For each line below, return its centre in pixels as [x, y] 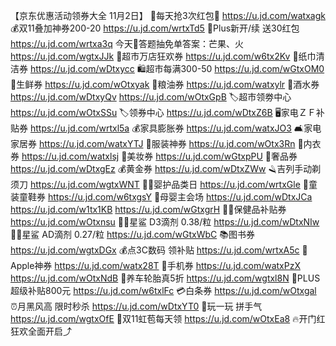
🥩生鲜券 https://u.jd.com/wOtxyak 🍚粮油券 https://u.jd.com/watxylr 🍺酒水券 [165, 84]
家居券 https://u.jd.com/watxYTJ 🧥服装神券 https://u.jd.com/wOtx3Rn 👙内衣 [166, 143]
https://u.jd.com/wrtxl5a [79, 128]
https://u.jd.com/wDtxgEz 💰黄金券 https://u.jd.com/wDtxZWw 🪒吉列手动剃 [166, 168]
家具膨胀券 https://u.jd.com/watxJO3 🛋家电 [230, 128]
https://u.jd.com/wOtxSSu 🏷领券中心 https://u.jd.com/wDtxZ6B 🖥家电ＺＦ [163, 112]
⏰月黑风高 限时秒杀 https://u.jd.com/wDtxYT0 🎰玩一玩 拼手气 [136, 306]
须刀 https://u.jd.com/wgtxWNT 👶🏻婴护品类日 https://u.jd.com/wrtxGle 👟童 [164, 184]
